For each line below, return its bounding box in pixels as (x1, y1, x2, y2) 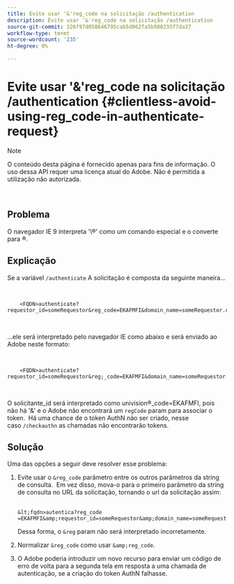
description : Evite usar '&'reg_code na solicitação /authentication (7, 17, 214, 24)
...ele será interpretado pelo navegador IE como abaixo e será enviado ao (7, 333, 217, 341)
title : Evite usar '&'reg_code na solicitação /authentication (7, 10, 195, 17)
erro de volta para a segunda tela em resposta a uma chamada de (17, 562, 207, 570)
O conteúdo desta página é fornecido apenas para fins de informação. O (7, 160, 216, 168)
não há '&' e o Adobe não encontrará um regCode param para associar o (7, 406, 212, 414)
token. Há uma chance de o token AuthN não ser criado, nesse (7, 414, 189, 422)
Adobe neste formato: (7, 340, 70, 348)
